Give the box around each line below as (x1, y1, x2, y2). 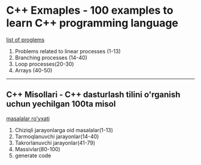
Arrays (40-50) (14, 66, 53, 74)
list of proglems (6, 36, 45, 43)
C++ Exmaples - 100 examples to (6, 4, 173, 17)
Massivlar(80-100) (14, 145, 61, 152)
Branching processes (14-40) (14, 54, 88, 61)
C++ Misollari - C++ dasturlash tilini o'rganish (6, 90, 181, 100)
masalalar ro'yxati (6, 115, 50, 122)
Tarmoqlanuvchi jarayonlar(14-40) (14, 133, 99, 140)
